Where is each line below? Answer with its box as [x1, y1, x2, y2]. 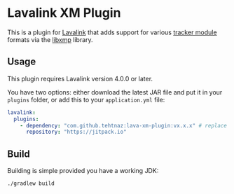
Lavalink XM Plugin [7, 5, 121, 21]
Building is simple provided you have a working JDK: [7, 167, 159, 175]
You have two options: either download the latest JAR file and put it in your [7, 88, 223, 96]
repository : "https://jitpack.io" [25, 128, 128, 136]
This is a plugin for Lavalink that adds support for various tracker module [7, 28, 217, 36]
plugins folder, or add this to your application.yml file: [7, 95, 165, 104]
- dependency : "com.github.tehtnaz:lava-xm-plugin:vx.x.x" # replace [20, 122, 228, 129]
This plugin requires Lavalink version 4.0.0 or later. [7, 74, 153, 83]
